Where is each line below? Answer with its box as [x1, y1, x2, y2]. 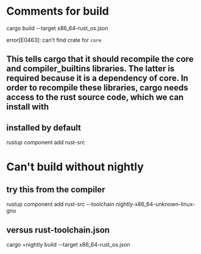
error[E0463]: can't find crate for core [6, 36, 102, 43]
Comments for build [6, 4, 110, 18]
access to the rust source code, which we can [6, 92, 184, 103]
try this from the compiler [6, 184, 105, 195]
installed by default [6, 122, 81, 132]
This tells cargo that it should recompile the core [6, 54, 194, 65]
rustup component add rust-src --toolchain [6, 200, 115, 208]
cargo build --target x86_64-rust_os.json [6, 24, 108, 32]
